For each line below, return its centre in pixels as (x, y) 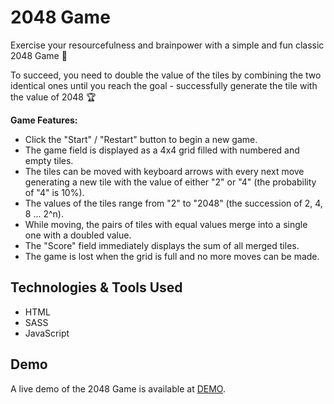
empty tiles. (49, 160)
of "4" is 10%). (54, 192)
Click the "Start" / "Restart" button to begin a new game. (141, 139)
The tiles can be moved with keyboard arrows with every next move (164, 171)
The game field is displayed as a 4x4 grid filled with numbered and (162, 150)
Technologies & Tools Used (96, 287)
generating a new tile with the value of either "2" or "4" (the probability (170, 182)
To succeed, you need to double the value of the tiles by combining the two (166, 75)
